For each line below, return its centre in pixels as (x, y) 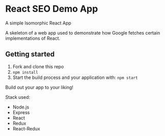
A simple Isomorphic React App (38, 23)
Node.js (21, 107)
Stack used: (18, 97)
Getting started (30, 54)
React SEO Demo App (52, 9)
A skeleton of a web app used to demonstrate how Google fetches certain (83, 33)
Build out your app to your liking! (39, 87)
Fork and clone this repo (38, 66)
